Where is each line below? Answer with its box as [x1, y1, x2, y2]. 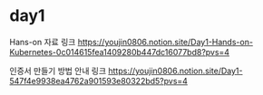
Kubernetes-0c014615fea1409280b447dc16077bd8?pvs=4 [9, 46, 229, 57]
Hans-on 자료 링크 [9, 36, 76, 47]
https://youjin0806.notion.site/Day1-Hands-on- [77, 36, 254, 47]
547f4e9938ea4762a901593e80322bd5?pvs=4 [9, 75, 189, 86]
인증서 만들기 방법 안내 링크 [9, 65, 107, 76]
